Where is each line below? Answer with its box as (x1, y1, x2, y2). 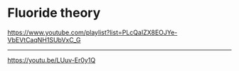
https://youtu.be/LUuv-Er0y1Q (7, 56, 96, 64)
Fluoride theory (7, 5, 101, 21)
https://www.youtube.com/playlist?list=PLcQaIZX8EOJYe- (7, 28, 178, 37)
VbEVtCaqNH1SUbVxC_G (7, 35, 81, 44)
